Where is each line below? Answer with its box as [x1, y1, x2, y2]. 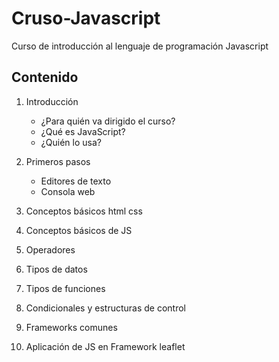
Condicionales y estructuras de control [25, 302, 186, 314]
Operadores [25, 243, 76, 256]
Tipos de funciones [25, 282, 106, 294]
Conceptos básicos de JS [25, 224, 133, 236]
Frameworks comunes [25, 321, 118, 333]
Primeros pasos [25, 155, 91, 167]
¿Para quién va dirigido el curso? [40, 115, 176, 127]
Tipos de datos [25, 263, 88, 275]
